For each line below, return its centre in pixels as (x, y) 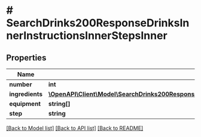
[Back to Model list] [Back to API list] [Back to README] (75, 128)
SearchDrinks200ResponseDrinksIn (98, 23)
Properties (26, 57)
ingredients (26, 94)
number (21, 84)
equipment (25, 104)
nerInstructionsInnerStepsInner (87, 36)
